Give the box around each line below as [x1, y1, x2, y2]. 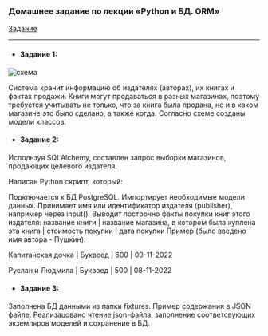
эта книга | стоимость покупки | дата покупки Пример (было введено [8, 226, 247, 235]
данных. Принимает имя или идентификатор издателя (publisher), [8, 200, 233, 210]
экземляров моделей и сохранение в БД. [8, 318, 150, 328]
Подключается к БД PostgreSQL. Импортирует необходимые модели [8, 192, 246, 201]
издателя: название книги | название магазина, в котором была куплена [8, 217, 257, 227]
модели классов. [8, 117, 66, 126]
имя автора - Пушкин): [8, 234, 86, 244]
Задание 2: [19, 135, 59, 144]
